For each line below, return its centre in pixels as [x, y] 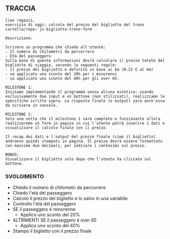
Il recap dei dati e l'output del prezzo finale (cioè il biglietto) [81, 137]
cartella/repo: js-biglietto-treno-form [49, 29]
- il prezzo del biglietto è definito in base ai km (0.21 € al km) [79, 69]
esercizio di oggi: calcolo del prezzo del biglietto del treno [75, 25]
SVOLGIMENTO [25, 176]
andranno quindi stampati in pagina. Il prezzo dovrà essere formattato [84, 141]
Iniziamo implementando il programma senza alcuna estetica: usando [79, 92]
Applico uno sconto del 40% [50, 226]
